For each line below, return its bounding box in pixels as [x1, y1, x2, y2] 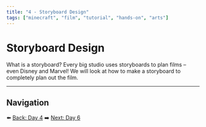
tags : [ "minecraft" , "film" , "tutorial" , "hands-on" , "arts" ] [6, 15, 169, 21]
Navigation [6, 97, 49, 107]
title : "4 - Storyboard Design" [6, 9, 89, 15]
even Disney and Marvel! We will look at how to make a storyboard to [6, 68, 181, 75]
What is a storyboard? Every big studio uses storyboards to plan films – [6, 61, 186, 68]
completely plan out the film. [6, 74, 78, 81]
